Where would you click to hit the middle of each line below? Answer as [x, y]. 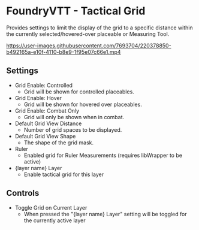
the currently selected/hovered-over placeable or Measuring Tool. [88, 34]
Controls [23, 193]
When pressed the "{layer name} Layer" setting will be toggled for [105, 214]
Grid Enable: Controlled [44, 85]
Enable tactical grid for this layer [64, 174]
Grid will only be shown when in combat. [74, 117]
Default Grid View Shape [45, 136]
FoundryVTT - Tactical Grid [76, 11]
